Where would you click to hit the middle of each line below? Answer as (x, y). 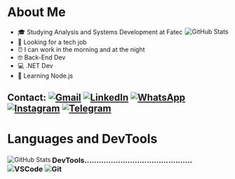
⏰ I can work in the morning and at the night (81, 49)
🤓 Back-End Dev (41, 57)
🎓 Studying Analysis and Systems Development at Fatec (100, 31)
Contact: (27, 98)
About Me (36, 12)
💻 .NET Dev (35, 65)
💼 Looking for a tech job (52, 42)
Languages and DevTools (82, 139)
